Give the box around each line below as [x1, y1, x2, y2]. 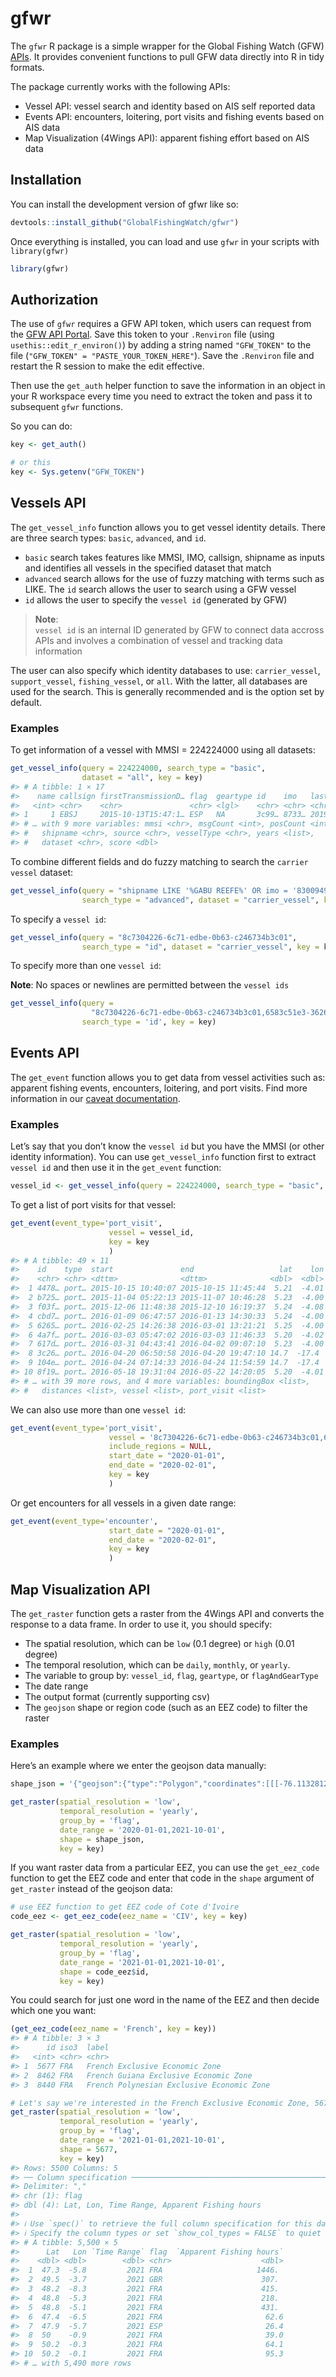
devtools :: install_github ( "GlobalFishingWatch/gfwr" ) [10, 217, 240, 227]
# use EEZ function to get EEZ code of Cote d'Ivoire [10, 1902, 240, 1912]
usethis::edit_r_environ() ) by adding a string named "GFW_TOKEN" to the [10, 339, 312, 351]
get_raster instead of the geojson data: [10, 1883, 173, 1895]
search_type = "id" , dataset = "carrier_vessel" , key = [81, 942, 320, 952]
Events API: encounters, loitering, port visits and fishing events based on [24, 110, 325, 122]
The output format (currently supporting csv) [24, 1690, 210, 1702]
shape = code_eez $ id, [59, 1967, 150, 1977]
